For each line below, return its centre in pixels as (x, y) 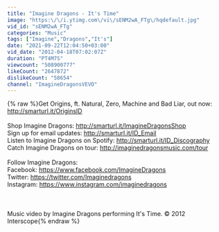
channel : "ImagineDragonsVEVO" (52, 84)
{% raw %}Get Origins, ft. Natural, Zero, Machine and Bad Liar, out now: (110, 104)
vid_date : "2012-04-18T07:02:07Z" (57, 52)
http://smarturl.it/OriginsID (45, 111)
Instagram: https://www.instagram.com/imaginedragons (87, 184)
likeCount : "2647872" (38, 71)
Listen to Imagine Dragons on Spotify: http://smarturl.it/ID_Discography (108, 141)
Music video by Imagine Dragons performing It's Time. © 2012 (96, 214)
